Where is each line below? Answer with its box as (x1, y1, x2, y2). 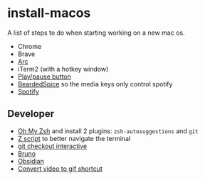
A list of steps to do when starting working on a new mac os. (7, 28, 185, 37)
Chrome (17, 42, 42, 50)
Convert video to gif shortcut (17, 164, 103, 173)
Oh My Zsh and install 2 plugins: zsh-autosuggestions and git (17, 126, 199, 135)
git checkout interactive (17, 142, 88, 150)
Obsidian (17, 157, 44, 165)
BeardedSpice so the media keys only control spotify (17, 79, 173, 88)
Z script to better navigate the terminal (17, 134, 131, 142)
